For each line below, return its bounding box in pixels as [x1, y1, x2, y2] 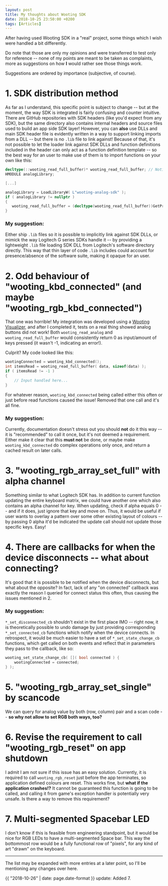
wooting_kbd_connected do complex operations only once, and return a [5, 442, 150, 448]
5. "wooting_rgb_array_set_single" [5, 681, 151, 692]
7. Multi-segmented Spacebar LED [5, 813, 150, 824]
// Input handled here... [14, 378, 68, 383]
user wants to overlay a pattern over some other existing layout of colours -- [5, 513, 162, 519]
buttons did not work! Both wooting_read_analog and [5, 329, 113, 335]
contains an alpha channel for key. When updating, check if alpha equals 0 [5, 502, 159, 508]
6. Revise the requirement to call [5, 731, 142, 742]
